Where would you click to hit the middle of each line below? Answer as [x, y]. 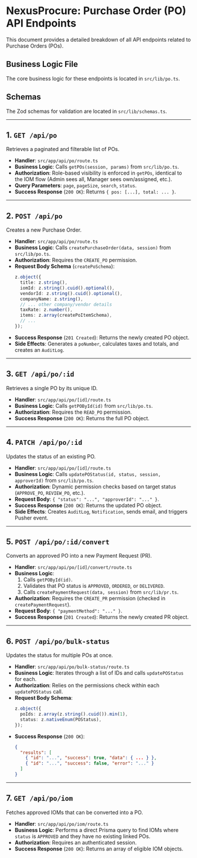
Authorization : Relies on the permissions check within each [87, 685]
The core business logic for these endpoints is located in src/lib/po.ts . [93, 78]
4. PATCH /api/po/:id [44, 442]
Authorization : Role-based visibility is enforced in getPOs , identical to [98, 173]
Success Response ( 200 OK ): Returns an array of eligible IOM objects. [99, 849]
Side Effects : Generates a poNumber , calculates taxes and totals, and [96, 343]
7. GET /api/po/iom [40, 798]
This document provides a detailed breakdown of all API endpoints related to [98, 39]
